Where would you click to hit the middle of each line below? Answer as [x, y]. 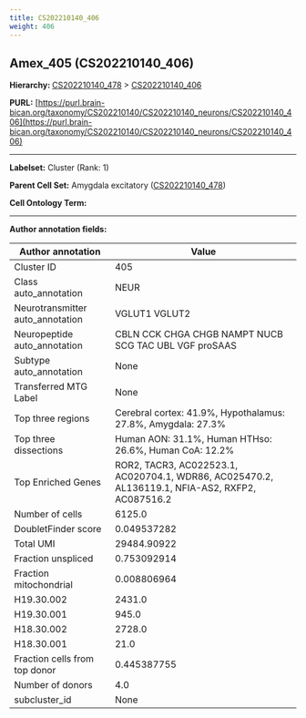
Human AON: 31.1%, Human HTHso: [194, 439]
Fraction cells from [54, 659]
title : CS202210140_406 [55, 18]
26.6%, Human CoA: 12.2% [175, 450]
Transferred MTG [51, 386]
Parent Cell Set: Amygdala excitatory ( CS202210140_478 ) [117, 185]
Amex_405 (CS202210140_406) [102, 63]
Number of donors [53, 685]
